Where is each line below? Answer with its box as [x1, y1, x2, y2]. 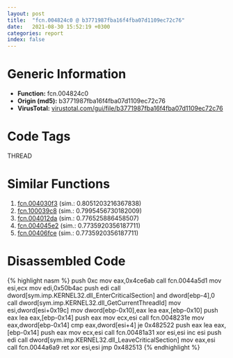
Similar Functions [7, 176, 110, 192]
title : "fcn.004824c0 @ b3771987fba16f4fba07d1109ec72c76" [7, 17, 186, 24]
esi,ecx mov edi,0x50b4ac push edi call [7, 283, 121, 292]
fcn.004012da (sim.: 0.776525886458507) [17, 214, 139, 222]
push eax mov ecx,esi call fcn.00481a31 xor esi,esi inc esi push [40, 328, 222, 336]
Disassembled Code [7, 253, 126, 269]
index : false [7, 36, 45, 43]
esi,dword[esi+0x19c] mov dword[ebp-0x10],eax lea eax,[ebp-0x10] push [7, 306, 218, 314]
